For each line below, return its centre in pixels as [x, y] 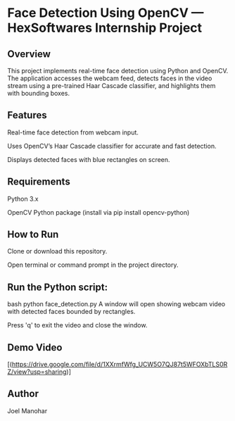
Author [23, 394]
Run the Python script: [57, 287]
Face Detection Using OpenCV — [106, 13]
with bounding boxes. [39, 93]
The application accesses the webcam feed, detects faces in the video [110, 78]
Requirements [39, 182]
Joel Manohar [27, 410]
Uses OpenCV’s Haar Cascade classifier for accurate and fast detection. [112, 146]
